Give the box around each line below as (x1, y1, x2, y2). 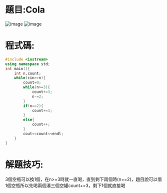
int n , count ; (14, 70, 41, 76)
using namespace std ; (5, 61, 50, 66)
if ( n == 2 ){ (23, 103, 43, 108)
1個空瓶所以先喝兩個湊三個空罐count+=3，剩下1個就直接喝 (5, 182, 125, 188)
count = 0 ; (23, 80, 41, 85)
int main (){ (5, 66, 30, 71)
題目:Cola (5, 4, 45, 15)
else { (23, 117, 35, 122)
